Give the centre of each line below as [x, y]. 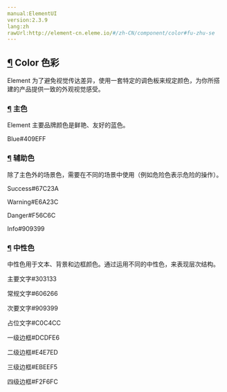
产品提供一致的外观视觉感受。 [62, 89]
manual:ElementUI [32, 13]
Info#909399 [26, 228]
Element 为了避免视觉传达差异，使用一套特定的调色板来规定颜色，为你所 [111, 81]
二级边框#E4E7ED [33, 352]
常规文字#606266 [33, 293]
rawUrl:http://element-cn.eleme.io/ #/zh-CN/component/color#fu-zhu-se [111, 33]
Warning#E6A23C [33, 202]
